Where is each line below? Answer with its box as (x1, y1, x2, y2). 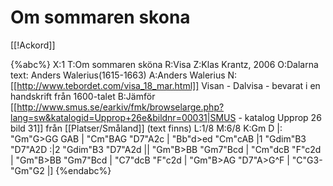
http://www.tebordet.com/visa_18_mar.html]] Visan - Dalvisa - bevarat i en (16, 79, 321, 91)
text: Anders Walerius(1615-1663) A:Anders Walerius (10, 69, 226, 81)
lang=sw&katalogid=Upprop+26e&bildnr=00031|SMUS (10, 111, 237, 123)
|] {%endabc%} (46, 164, 112, 176)
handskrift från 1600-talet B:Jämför (10, 90, 156, 102)
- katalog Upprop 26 (238, 111, 322, 123)
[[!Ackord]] (10, 39, 56, 51)
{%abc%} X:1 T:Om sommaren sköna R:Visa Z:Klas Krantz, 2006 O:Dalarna (10, 58, 319, 70)
